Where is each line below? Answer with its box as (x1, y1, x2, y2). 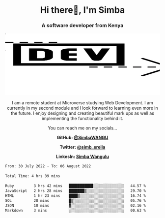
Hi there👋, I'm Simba (40, 4, 125, 16)
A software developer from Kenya (41, 22, 124, 29)
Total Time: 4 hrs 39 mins (5, 174, 60, 179)
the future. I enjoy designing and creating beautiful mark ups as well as (10, 110, 155, 116)
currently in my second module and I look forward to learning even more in (7, 105, 158, 111)
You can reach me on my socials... (48, 125, 117, 131)
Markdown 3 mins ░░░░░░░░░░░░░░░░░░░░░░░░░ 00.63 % (5, 208, 146, 213)
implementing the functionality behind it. (41, 116, 124, 122)
